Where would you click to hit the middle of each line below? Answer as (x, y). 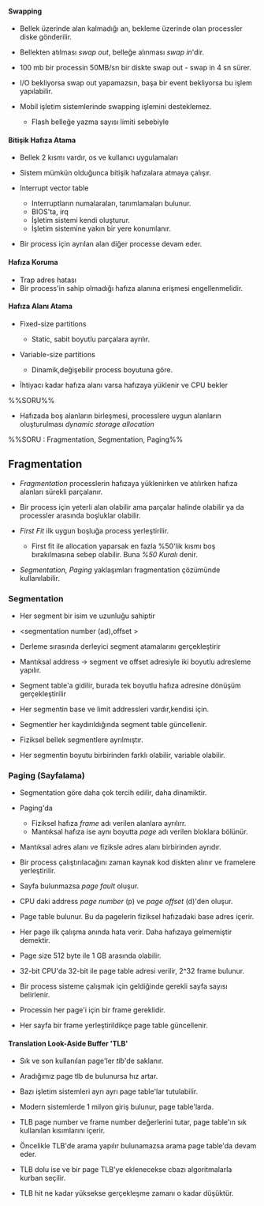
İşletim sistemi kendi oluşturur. (80, 220)
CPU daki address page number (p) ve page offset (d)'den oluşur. (126, 902)
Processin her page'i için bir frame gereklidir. (92, 1010)
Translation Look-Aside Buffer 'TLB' (68, 1043)
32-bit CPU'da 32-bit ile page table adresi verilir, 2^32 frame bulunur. (132, 971)
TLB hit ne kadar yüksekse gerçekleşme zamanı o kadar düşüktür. (126, 1193)
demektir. (35, 940)
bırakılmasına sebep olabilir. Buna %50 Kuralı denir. (115, 554)
